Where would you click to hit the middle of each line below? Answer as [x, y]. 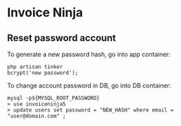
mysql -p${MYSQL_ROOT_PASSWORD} [53, 98]
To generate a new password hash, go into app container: [89, 54]
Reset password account [62, 38]
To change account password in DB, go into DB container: [89, 86]
